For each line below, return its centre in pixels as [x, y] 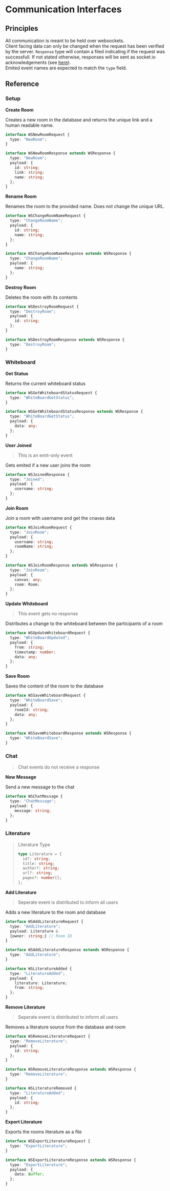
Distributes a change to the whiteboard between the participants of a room [84, 623]
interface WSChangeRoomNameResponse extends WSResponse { [68, 254]
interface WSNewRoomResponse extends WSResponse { [60, 153]
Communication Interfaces [63, 9]
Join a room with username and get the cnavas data [60, 518]
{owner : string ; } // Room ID [41, 936]
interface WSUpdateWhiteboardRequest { [48, 633]
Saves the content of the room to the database [55, 686]
